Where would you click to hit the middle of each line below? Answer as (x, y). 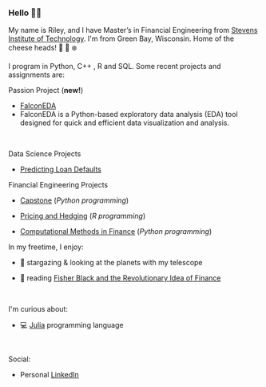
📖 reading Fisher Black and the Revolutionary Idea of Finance (120, 278)
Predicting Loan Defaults (60, 169)
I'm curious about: (38, 309)
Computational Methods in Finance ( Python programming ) (116, 232)
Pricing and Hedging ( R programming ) (83, 216)
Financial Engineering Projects (58, 185)
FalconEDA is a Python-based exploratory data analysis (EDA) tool (129, 115)
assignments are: (37, 75)
